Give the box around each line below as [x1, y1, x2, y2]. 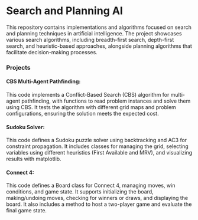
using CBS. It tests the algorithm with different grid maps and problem [6, 104, 176, 111]
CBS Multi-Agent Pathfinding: [6, 78, 81, 85]
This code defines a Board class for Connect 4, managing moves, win [6, 182, 176, 189]
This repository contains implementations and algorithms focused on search [6, 24, 192, 31]
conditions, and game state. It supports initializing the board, [6, 188, 154, 195]
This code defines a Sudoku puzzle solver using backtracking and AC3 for [6, 137, 187, 144]
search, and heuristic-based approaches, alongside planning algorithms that [6, 42, 192, 50]
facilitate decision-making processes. [6, 48, 98, 55]
